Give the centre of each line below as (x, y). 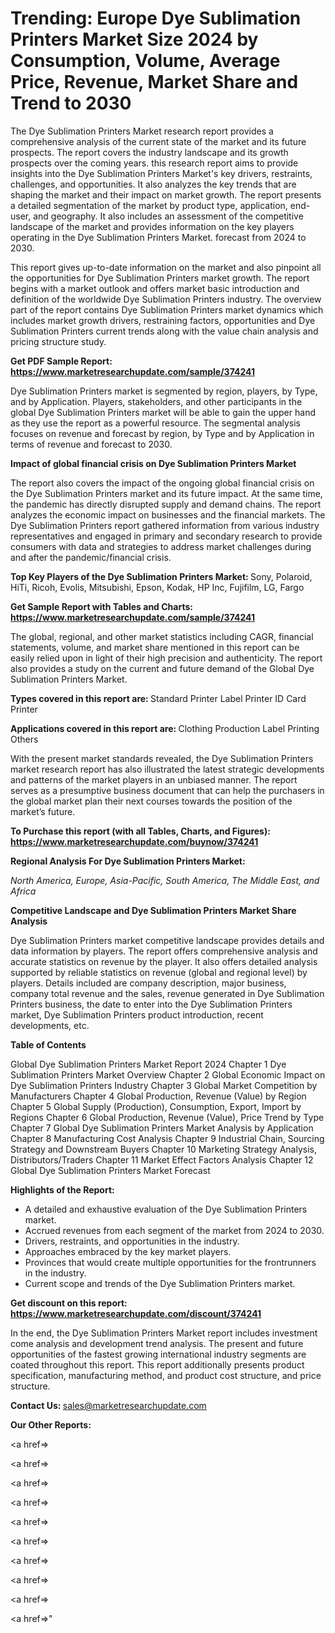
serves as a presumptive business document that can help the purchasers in (167, 790)
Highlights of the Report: (62, 1189)
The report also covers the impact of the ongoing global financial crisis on (162, 483)
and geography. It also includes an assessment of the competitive (168, 216)
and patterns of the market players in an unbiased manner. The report (154, 779)
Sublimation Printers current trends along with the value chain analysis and (164, 331)
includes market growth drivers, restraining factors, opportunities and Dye (163, 320)
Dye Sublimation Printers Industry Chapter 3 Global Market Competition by (164, 1085)
